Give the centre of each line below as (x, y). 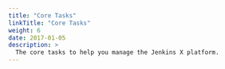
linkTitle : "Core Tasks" (49, 23)
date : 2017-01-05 (37, 38)
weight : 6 (25, 30)
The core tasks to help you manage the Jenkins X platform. (117, 52)
